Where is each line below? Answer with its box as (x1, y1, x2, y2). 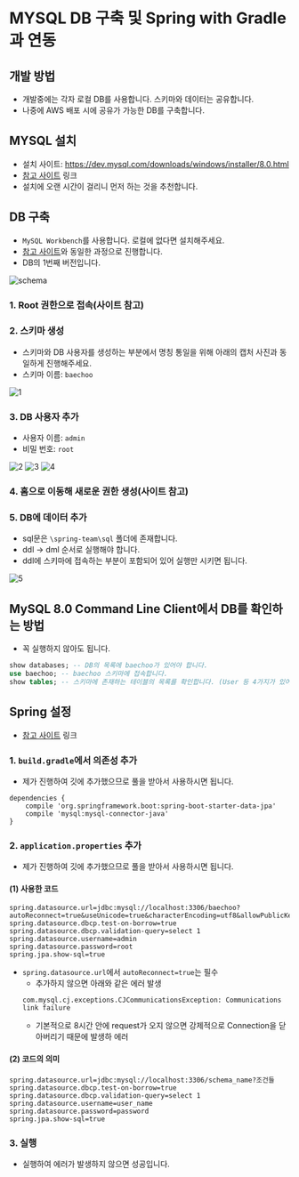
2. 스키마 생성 (9, 325, 65, 337)
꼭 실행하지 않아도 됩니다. (21, 643, 111, 654)
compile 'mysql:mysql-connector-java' (25, 809, 169, 818)
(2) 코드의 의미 (9, 1053, 61, 1064)
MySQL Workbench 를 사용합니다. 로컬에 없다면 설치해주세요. (21, 235, 225, 246)
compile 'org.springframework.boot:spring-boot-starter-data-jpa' (25, 802, 277, 810)
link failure (21, 1004, 71, 1012)
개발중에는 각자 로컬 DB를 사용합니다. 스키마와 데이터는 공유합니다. (21, 94, 255, 104)
